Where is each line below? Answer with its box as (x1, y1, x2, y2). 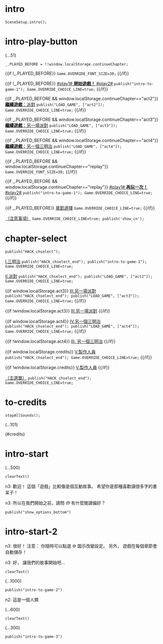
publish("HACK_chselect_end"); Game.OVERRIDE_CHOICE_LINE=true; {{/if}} (5, 354, 152, 360)
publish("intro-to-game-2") (5, 587, 63, 592)
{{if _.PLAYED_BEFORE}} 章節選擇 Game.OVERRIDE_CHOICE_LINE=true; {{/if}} (5, 205, 155, 211)
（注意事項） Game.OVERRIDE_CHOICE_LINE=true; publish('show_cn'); (5, 215, 145, 221)
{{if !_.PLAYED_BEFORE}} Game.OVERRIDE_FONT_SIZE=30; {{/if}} (5, 70, 129, 76)
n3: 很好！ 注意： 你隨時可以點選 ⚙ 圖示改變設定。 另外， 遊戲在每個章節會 (5, 543, 158, 549)
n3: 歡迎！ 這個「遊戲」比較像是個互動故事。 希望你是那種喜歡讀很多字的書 (5, 483, 157, 489)
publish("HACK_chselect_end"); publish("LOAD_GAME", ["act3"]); (5, 293, 139, 298)
